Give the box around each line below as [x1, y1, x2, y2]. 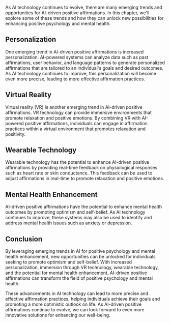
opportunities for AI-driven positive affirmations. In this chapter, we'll [5, 10, 150, 16]
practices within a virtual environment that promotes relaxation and [5, 126, 146, 132]
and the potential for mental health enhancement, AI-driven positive [5, 270, 148, 276]
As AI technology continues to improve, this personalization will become [5, 70, 157, 76]
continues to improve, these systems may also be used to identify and [5, 215, 152, 221]
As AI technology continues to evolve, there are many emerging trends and [5, 5, 162, 10]
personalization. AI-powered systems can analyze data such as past [5, 54, 149, 60]
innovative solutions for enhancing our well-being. [5, 312, 110, 318]
